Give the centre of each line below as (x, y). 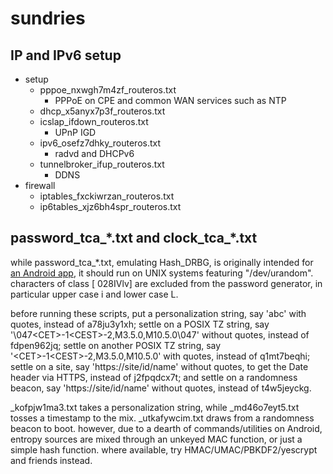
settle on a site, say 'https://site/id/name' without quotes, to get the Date (159, 366)
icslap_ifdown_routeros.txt (94, 121)
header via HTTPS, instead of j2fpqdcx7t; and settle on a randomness (154, 377)
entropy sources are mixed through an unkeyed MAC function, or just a (156, 439)
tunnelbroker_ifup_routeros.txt (102, 164)
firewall (40, 185)
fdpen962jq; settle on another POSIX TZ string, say (116, 345)
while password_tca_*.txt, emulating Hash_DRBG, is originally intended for (162, 262)
